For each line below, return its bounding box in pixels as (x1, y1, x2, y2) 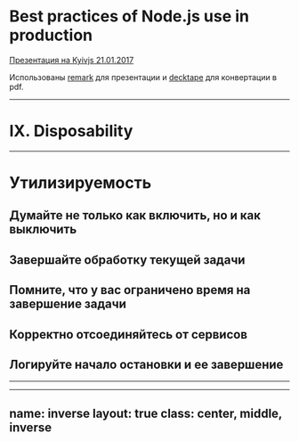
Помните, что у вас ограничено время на (9, 282, 251, 298)
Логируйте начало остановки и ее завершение (9, 357, 284, 372)
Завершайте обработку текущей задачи (9, 252, 246, 267)
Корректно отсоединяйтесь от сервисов (9, 327, 247, 342)
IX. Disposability (9, 121, 133, 142)
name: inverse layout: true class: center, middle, (9, 405, 283, 421)
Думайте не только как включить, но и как (9, 208, 261, 224)
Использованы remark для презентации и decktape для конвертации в (9, 71, 278, 82)
